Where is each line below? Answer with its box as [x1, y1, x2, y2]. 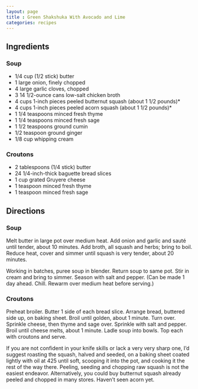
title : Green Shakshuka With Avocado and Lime [6, 14, 126, 20]
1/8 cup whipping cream [14, 135, 74, 142]
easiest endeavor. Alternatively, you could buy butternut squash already [6, 370, 181, 377]
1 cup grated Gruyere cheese [14, 176, 86, 183]
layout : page [6, 8, 38, 15]
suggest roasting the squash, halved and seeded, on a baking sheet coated [6, 351, 190, 358]
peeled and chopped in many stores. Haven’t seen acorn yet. [6, 376, 155, 383]
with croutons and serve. [6, 333, 67, 341]
